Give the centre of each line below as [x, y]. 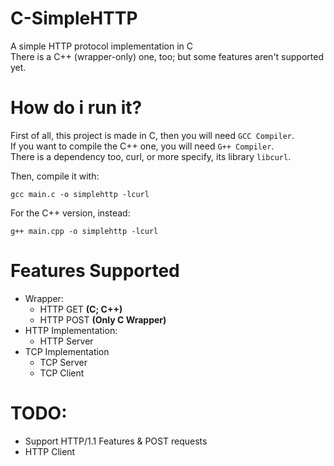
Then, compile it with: [55, 176]
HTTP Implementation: [71, 330]
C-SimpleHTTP [74, 18]
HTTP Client [50, 451]
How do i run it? [76, 108]
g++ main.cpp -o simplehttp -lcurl [84, 231]
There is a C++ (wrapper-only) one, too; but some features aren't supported [167, 56]
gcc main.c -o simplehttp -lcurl [80, 194]
